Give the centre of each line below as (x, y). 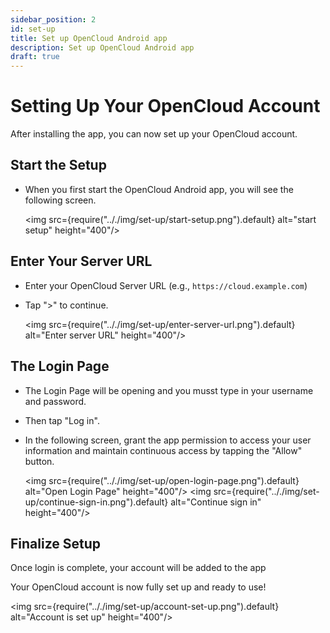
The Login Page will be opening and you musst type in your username (169, 390)
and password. (55, 401)
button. (39, 461)
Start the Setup (58, 165)
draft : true (35, 57)
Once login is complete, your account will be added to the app (138, 568)
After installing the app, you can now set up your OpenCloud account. (154, 134)
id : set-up (33, 29)
